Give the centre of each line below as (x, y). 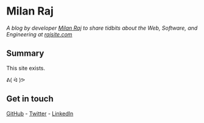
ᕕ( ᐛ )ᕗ (16, 79)
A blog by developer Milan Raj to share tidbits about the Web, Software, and (102, 28)
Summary (25, 54)
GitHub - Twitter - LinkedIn (40, 113)
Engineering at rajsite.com (39, 34)
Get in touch (30, 99)
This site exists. (26, 68)
